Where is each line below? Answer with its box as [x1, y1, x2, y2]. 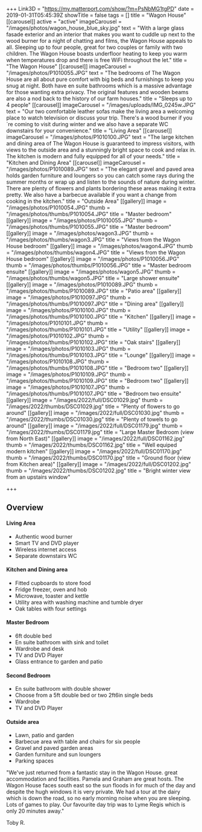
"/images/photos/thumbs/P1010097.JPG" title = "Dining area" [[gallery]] [6, 300, 184, 307]
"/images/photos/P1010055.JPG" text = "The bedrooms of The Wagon [6, 69, 181, 76]
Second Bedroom [6, 671, 51, 679]
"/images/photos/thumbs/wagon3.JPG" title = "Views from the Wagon [6, 236, 181, 243]
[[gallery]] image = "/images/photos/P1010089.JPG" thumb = [6, 281, 158, 288]
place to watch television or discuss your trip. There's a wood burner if [6, 114, 182, 121]
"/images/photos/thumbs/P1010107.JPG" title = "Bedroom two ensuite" [6, 390, 181, 397]
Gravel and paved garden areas [14, 744, 93, 752]
